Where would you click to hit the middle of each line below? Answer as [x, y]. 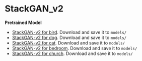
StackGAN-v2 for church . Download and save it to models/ [72, 53]
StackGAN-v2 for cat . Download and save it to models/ [68, 42]
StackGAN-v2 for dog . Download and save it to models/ [69, 37]
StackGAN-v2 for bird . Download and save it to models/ [69, 32]
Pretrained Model [23, 22]
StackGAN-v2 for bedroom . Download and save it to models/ [75, 48]
